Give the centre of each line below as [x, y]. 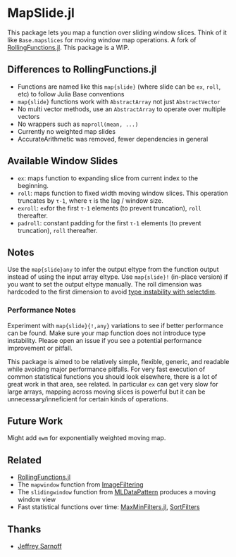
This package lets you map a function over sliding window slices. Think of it [117, 32]
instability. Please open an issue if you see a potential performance [105, 340]
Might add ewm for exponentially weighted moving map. [87, 438]
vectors [29, 116]
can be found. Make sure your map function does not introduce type [107, 333]
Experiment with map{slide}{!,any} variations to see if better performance [115, 325]
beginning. [33, 185]
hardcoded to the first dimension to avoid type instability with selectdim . [112, 292]
